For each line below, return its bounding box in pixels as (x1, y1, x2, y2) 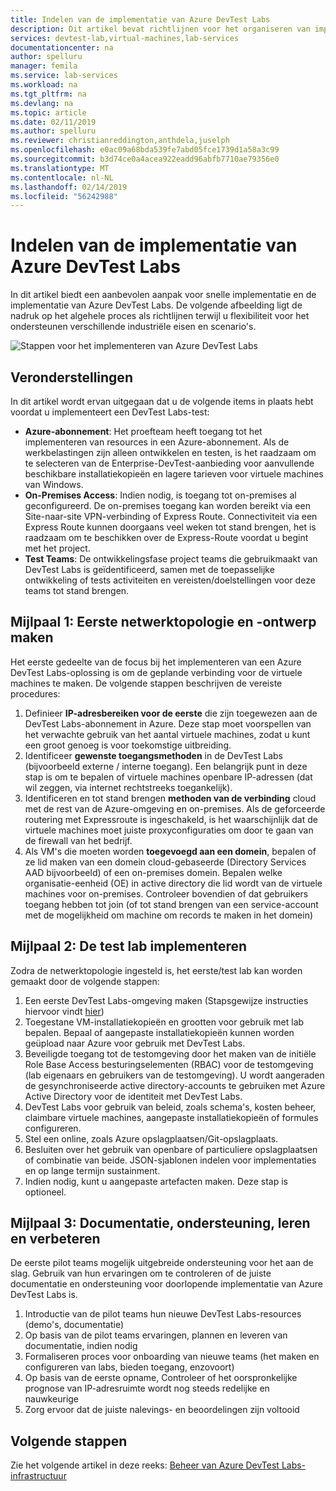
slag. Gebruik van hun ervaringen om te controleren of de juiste (10, 1267, 272, 1280)
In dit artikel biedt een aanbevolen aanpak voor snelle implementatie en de (10, 289, 317, 301)
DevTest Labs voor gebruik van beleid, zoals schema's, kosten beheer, (24, 1101, 317, 1113)
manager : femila (10, 61, 78, 71)
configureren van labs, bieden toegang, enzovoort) (24, 1361, 235, 1373)
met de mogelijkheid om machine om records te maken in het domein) (24, 909, 314, 921)
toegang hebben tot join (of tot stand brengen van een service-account (24, 898, 319, 910)
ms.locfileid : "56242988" (10, 191, 118, 201)
